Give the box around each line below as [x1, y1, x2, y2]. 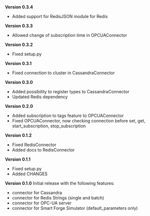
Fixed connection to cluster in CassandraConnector [12, 70, 115, 76]
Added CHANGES [12, 171, 47, 177]
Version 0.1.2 [5, 133, 32, 138]
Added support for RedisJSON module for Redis [12, 14, 108, 19]
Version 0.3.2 [5, 42, 33, 48]
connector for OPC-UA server [12, 200, 72, 206]
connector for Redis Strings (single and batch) [12, 195, 105, 200]
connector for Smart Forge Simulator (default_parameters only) [12, 205, 138, 211]
